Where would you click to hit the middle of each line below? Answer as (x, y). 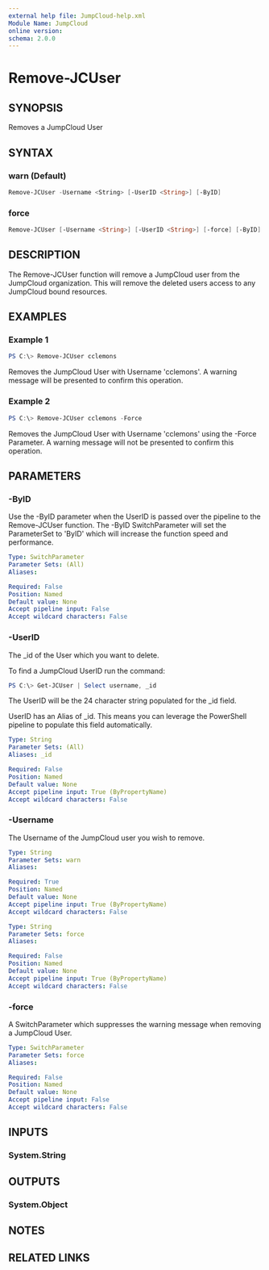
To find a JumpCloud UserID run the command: (87, 671)
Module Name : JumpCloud (48, 23)
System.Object (38, 1205)
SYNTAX (31, 153)
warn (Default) (37, 176)
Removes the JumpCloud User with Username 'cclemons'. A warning (123, 372)
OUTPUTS (34, 1182)
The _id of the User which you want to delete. (84, 655)
